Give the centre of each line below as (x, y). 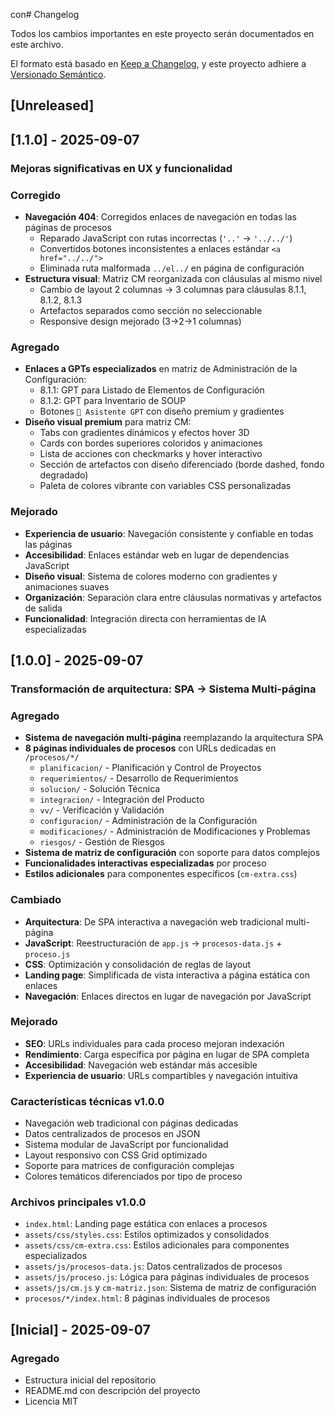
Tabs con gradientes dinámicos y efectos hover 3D (144, 433)
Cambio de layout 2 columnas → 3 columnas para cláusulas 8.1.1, (173, 289)
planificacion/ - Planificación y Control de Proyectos (150, 768)
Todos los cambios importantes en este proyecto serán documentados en (162, 33)
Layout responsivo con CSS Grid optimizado (116, 1155)
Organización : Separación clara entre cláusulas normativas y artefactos (173, 597)
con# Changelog (45, 14)
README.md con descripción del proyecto (112, 1391)
